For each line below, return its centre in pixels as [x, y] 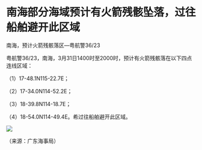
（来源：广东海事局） [32, 141]
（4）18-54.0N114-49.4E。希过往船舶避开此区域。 [69, 117]
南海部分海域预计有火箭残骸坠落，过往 [101, 12]
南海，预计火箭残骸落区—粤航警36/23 [53, 45]
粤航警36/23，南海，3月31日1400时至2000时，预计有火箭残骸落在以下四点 [99, 58]
